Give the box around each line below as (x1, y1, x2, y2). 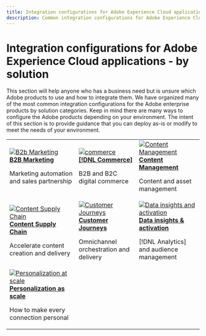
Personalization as (9, 284, 65, 293)
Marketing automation (9, 169, 73, 178)
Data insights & (139, 216, 185, 224)
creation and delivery (9, 249, 71, 258)
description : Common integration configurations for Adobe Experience (6, 15, 191, 21)
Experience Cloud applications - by (6, 54, 189, 68)
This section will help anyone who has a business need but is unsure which (6, 87, 196, 95)
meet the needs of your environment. (6, 126, 101, 134)
